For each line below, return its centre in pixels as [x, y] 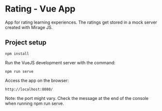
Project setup [26, 43]
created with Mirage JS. [29, 27]
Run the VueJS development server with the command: [60, 62]
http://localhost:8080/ [29, 89]
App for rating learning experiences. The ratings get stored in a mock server [81, 22]
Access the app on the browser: [37, 80]
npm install [17, 54]
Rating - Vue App [40, 9]
